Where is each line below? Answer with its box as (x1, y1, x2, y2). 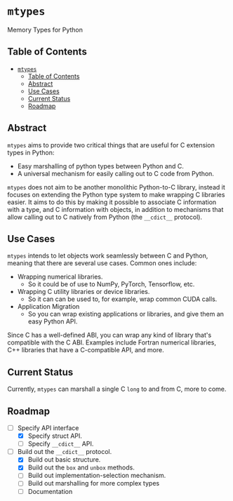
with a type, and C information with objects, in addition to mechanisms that (7, 205, 224, 213)
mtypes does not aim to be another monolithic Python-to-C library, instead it (7, 182, 226, 191)
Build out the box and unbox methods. (27, 463, 135, 472)
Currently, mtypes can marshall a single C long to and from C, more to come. (7, 385, 227, 394)
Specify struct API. (27, 432, 83, 440)
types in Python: (7, 148, 55, 156)
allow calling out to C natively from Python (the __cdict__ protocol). (7, 213, 202, 221)
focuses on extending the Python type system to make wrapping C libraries (7, 190, 225, 199)
